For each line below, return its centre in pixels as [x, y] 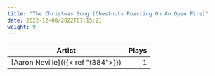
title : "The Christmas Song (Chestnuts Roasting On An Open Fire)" [108, 14]
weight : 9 [22, 27]
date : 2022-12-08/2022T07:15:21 [54, 20]
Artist [66, 51]
